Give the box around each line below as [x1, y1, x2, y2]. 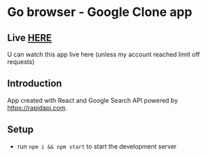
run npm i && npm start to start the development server [17, 142, 177, 150]
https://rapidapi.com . [7, 104, 67, 112]
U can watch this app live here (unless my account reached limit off [7, 50, 200, 58]
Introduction [7, 78, 63, 90]
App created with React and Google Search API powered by [7, 96, 179, 104]
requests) [7, 58, 35, 66]
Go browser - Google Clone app [7, 4, 192, 20]
